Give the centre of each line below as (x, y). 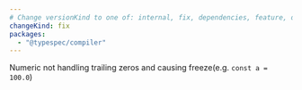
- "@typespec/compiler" (62, 42)
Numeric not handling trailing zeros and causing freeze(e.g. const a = (138, 68)
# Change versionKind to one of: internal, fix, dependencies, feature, (148, 17)
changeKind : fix (40, 26)
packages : (28, 34)
